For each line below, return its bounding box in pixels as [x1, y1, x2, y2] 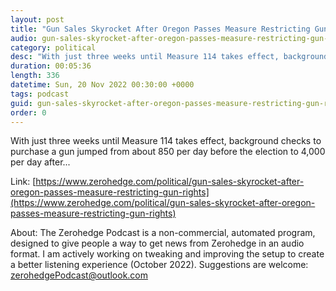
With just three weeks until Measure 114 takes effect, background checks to [10, 135, 322, 147]
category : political [10, 42, 97, 53]
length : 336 [10, 71, 60, 81]
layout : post [10, 14, 65, 25]
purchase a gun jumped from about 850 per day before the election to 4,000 [10, 146, 326, 158]
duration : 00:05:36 [10, 61, 92, 71]
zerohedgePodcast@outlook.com [10, 269, 149, 281]
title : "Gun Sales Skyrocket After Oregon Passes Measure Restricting [10, 24, 311, 34]
